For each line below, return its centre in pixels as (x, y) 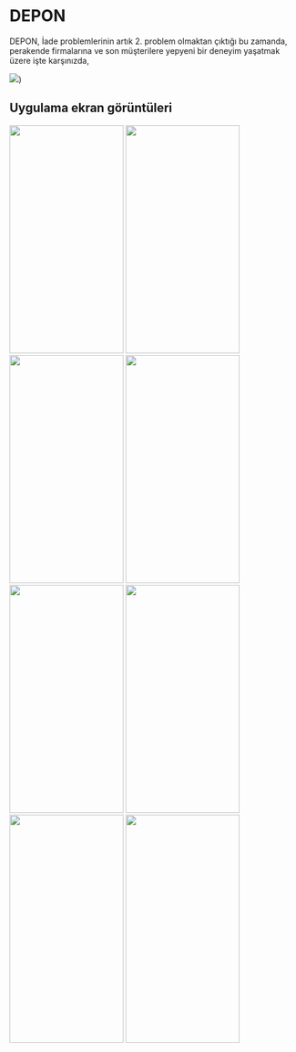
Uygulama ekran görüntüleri (91, 108)
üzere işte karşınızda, (49, 60)
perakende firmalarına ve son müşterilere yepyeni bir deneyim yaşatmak (145, 50)
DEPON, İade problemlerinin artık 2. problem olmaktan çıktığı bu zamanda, (148, 41)
